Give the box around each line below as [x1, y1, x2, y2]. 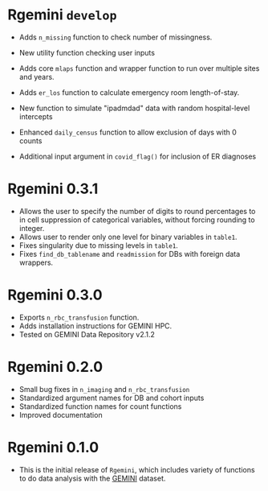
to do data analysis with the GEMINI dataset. [18, 473, 166, 483]
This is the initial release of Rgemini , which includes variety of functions [18, 464, 255, 474]
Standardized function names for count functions [18, 401, 182, 411]
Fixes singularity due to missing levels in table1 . [18, 240, 178, 250]
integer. [18, 223, 45, 233]
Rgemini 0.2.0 [7, 358, 104, 376]
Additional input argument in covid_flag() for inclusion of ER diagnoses [18, 151, 257, 161]
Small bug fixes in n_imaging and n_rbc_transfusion [18, 384, 190, 394]
